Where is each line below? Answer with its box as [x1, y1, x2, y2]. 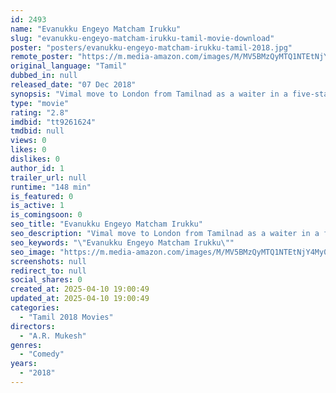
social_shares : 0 [10, 275, 83, 285]
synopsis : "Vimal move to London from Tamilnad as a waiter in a [10, 89, 288, 99]
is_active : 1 [10, 201, 65, 211]
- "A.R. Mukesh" [19, 331, 87, 341]
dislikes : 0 [10, 154, 60, 164]
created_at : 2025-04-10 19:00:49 [10, 284, 150, 295]
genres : [10, 340, 43, 350]
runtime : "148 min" [10, 182, 92, 192]
